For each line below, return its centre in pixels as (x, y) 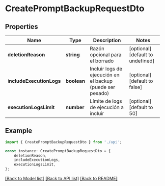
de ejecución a (107, 107)
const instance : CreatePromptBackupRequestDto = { (58, 151)
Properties (22, 27)
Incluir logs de (106, 69)
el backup (101, 81)
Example (19, 131)
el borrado (102, 61)
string (73, 55)
